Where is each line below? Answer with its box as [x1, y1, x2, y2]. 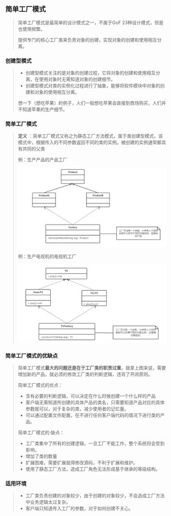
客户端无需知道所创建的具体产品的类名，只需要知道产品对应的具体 [25, 399, 165, 405]
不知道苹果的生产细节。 [17, 107, 68, 113]
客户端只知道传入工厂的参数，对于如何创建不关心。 [25, 505, 134, 511]
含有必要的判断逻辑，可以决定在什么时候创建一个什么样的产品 [25, 393, 156, 399]
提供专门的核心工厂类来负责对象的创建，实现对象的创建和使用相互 [17, 36, 157, 43]
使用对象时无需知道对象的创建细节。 [39, 76, 116, 82]
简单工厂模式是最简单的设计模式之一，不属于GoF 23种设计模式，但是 [17, 19, 164, 26]
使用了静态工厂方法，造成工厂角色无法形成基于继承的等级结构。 [25, 466, 160, 472]
